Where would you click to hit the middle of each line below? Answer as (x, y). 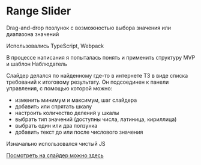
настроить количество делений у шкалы (67, 113)
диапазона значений (33, 34)
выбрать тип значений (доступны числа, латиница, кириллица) (96, 119)
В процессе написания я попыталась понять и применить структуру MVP (101, 57)
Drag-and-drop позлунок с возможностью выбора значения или (89, 28)
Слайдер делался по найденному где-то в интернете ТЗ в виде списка (97, 75)
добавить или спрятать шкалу (53, 106)
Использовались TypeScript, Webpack (55, 46)
